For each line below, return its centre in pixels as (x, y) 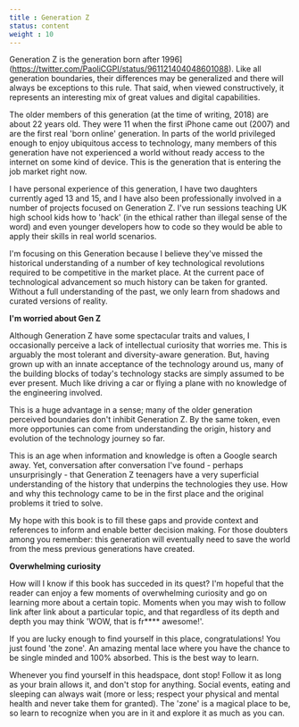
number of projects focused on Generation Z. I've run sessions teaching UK (148, 208)
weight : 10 (31, 34)
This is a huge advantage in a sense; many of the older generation (131, 410)
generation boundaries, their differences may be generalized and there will (146, 79)
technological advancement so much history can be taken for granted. (138, 282)
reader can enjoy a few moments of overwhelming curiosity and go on (138, 593)
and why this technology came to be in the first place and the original (137, 494)
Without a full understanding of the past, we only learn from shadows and (145, 292)
